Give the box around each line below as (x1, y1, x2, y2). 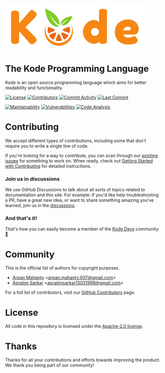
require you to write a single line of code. (5, 143, 89, 149)
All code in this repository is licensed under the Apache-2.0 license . (5, 323, 144, 329)
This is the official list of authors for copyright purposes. (5, 265, 120, 271)
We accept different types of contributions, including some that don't (5, 138, 146, 144)
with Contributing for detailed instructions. (5, 163, 92, 169)
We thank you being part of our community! (5, 362, 94, 368)
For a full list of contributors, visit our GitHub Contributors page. (5, 289, 135, 296)
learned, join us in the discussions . (5, 203, 76, 209)
